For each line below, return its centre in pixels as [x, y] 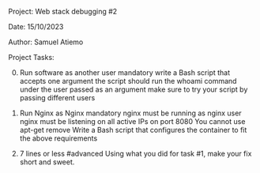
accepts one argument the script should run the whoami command [128, 81]
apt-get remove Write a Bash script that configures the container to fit [133, 130]
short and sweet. [47, 162]
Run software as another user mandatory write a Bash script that [125, 73]
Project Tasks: [31, 57]
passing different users [57, 98]
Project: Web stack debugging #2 [63, 11]
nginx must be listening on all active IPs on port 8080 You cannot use [132, 121]
